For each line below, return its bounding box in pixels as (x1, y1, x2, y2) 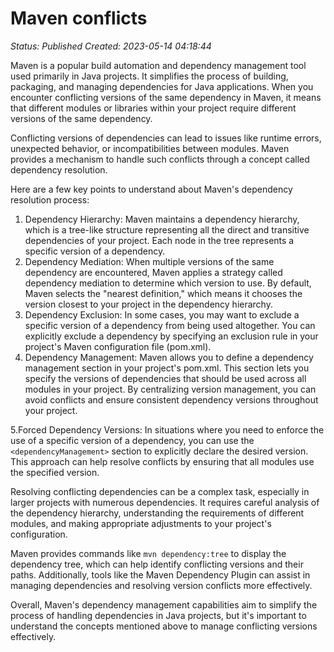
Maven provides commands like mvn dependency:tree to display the (10, 547, 287, 559)
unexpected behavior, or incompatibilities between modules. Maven (10, 142, 290, 154)
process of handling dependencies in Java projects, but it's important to (10, 609, 307, 621)
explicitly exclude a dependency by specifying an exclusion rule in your (24, 330, 319, 342)
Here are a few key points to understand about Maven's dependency (10, 183, 293, 195)
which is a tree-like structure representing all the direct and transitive (24, 223, 310, 236)
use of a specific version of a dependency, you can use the (10, 434, 255, 446)
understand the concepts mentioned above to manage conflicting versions (10, 620, 318, 632)
